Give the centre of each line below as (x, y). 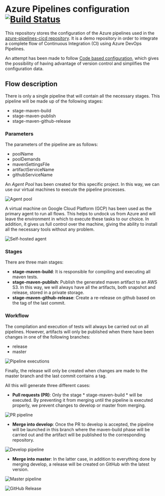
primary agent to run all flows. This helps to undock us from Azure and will (81, 214)
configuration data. (24, 68)
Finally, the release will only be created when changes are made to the (76, 370)
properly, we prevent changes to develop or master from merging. (79, 405)
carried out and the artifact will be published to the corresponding (79, 435)
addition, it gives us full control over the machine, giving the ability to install (81, 224)
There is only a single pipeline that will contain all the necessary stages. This (82, 96)
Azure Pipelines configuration (67, 9)
